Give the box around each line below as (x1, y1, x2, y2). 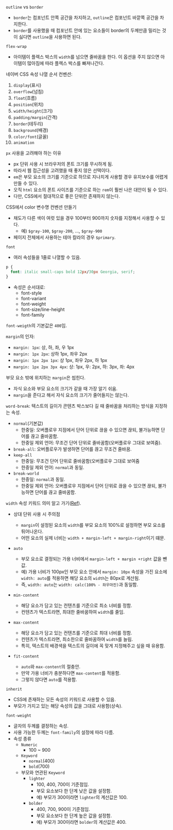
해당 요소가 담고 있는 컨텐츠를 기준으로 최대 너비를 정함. (21, 630, 133, 636)
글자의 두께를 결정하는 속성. (13, 722, 69, 729)
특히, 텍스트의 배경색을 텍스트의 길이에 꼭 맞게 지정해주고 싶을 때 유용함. (21, 643, 165, 649)
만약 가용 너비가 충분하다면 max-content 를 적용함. (21, 670, 121, 676)
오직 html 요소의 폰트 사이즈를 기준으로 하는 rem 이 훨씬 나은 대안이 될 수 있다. (13, 187, 168, 193)
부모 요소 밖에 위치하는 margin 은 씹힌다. (6, 374, 86, 381)
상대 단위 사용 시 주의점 (13, 511, 61, 517)
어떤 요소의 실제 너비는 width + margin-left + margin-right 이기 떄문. (21, 534, 166, 541)
